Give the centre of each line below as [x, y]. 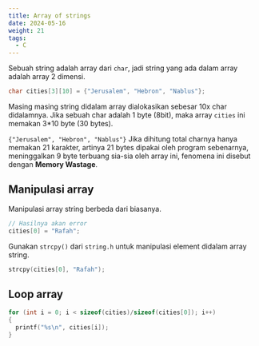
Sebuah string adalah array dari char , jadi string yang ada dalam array [123, 68]
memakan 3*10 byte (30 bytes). [61, 123]
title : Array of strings [50, 16]
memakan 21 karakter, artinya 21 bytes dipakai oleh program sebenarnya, [129, 147]
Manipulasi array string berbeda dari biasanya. [85, 209]
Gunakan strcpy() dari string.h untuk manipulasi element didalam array [128, 246]
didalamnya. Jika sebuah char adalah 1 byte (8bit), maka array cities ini [127, 115]
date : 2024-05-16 [37, 23]
